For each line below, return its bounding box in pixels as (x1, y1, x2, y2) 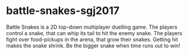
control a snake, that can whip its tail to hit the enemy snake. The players (6, 29, 183, 36)
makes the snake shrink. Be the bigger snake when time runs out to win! (6, 42, 180, 49)
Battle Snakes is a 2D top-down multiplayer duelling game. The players (6, 23, 177, 30)
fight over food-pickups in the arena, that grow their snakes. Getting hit (6, 36, 178, 43)
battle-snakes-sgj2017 (6, 4, 120, 18)
